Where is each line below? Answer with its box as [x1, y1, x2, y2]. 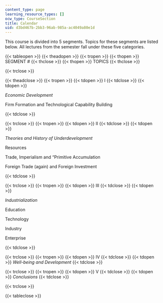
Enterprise [5, 235, 26, 241]
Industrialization [5, 197, 38, 203]
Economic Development [5, 92, 53, 98]
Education [5, 207, 25, 213]
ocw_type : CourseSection [5, 16, 56, 21]
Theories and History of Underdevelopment [5, 135, 93, 141]
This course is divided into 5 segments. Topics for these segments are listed [5, 39, 159, 44]
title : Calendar [5, 21, 38, 26]
